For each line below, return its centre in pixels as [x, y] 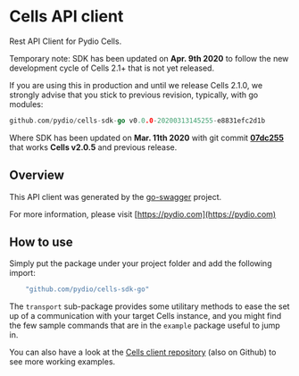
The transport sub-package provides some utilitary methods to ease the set [149, 306]
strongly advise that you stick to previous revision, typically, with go [134, 95]
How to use [41, 242]
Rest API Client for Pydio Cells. [66, 41]
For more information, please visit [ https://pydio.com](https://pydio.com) [143, 214]
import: [22, 273]
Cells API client [66, 17]
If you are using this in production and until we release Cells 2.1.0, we [136, 85]
